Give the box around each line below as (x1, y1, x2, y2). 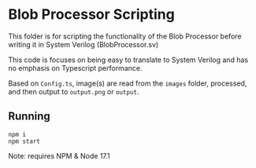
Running (8, 110, 51, 123)
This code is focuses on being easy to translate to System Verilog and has (8, 55, 249, 64)
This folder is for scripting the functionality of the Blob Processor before (8, 31, 242, 41)
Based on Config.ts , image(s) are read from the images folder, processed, (8, 79, 247, 88)
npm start (8, 137, 41, 145)
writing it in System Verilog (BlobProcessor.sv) (8, 39, 159, 49)
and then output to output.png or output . (8, 86, 139, 96)
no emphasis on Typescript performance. (8, 63, 143, 72)
